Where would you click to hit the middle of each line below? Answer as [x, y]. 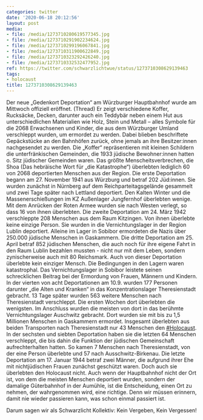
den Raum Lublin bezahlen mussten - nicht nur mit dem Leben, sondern [96, 250]
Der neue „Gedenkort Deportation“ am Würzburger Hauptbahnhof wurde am [101, 102]
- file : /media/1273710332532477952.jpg [58, 62]
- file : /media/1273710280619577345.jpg [58, 35]
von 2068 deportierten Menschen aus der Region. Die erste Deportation [96, 173]
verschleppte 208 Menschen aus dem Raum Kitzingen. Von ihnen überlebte [101, 218]
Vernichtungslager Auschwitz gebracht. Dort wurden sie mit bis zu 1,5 [93, 315]
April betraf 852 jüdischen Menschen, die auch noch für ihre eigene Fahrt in [101, 244]
